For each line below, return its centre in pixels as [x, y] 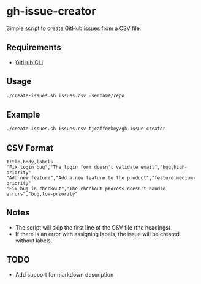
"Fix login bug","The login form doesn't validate [72, 167]
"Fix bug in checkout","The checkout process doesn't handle [86, 189]
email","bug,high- [164, 167]
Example [23, 114]
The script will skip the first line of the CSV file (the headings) [93, 227]
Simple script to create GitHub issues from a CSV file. [74, 28]
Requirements [34, 47]
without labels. [34, 241]
